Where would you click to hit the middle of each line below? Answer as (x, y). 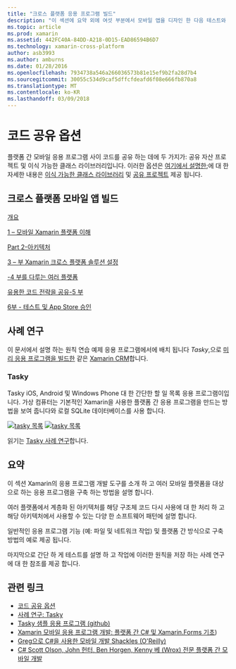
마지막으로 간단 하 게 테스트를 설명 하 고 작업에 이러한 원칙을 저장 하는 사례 (110, 554)
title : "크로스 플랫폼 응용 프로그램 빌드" (62, 14)
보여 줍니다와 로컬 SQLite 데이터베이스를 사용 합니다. (93, 411)
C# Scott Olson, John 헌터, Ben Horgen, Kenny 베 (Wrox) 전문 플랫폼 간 (119, 650)
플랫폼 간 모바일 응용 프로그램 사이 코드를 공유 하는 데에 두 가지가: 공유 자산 (110, 156)
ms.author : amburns (36, 60)
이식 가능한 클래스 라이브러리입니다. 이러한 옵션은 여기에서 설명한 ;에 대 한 (128, 165)
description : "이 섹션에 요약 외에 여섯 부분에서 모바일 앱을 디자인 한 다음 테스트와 (117, 20)
